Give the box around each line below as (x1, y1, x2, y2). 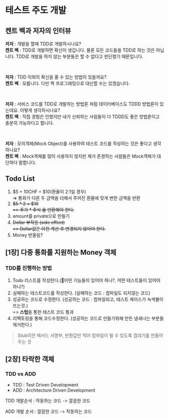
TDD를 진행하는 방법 (5, 264, 52, 272)
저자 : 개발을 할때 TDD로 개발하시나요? (5, 41, 82, 47)
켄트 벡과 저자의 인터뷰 (5, 26, 72, 35)
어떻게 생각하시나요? (20, 107, 61, 113)
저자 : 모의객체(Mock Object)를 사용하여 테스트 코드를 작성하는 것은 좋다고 (5, 140, 152, 146)
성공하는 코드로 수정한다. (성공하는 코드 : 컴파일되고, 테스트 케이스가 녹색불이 (12, 296, 164, 302)
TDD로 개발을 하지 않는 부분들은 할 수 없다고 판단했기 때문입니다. (16, 54, 144, 59)
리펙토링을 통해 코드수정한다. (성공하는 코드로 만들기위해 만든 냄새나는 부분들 (12, 315, 164, 321)
